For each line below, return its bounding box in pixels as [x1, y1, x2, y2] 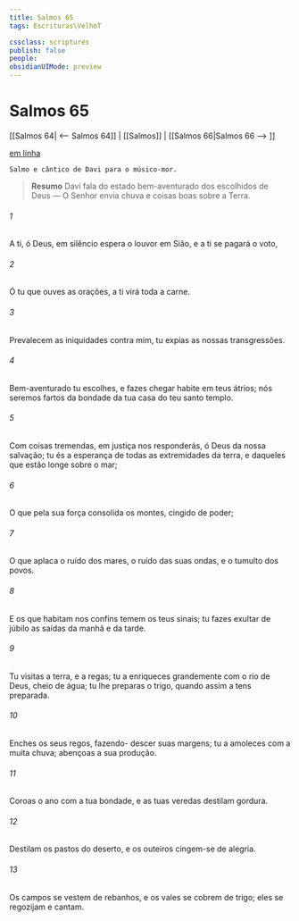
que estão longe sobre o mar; [9, 459, 118, 470]
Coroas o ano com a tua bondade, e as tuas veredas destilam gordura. [9, 796, 269, 807]
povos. [9, 565, 35, 576]
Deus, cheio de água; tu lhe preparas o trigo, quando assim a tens [9, 680, 252, 691]
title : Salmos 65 [9, 13, 74, 22]
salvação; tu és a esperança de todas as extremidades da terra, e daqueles [9, 449, 286, 460]
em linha [9, 147, 41, 158]
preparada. [9, 690, 50, 700]
